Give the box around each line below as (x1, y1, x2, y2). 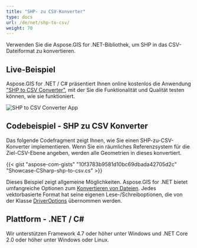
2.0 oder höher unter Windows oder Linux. (6, 236, 109, 243)
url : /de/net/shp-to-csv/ (6, 19, 70, 25)
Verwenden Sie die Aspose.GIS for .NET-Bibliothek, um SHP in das (6, 41, 168, 48)
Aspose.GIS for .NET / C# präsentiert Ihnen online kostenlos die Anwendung (6, 80, 192, 87)
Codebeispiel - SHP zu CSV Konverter (6, 121, 149, 131)
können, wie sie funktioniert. (6, 92, 75, 100)
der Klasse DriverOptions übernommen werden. (6, 197, 123, 204)
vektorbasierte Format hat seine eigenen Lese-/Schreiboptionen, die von (6, 191, 183, 198)
